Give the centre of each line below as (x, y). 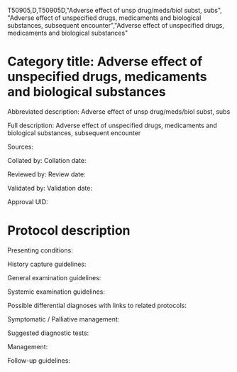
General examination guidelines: (54, 277)
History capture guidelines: (47, 264)
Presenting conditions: (40, 250)
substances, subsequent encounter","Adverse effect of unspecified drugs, (116, 25)
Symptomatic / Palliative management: (64, 319)
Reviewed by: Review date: (47, 174)
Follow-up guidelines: (39, 360)
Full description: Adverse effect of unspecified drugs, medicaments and (112, 125)
